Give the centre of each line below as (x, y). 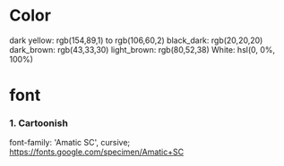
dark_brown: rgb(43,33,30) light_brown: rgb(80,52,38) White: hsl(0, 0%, (142, 49)
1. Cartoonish (39, 123)
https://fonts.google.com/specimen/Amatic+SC (97, 152)
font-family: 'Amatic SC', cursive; (70, 143)
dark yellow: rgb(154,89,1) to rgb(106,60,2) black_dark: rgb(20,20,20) (136, 40)
